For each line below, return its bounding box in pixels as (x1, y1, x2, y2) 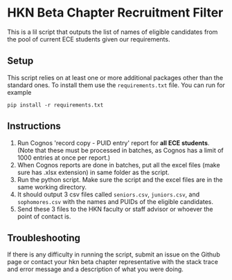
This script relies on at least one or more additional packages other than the (7, 73, 224, 82)
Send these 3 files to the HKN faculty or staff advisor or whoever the (17, 205, 213, 213)
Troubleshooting (7, 232, 81, 243)
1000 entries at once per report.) (17, 153, 111, 162)
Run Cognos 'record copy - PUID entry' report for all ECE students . (17, 138, 210, 147)
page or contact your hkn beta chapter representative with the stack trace (7, 258, 218, 266)
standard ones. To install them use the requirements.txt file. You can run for (7, 81, 225, 89)
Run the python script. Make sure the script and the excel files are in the (17, 175, 223, 184)
